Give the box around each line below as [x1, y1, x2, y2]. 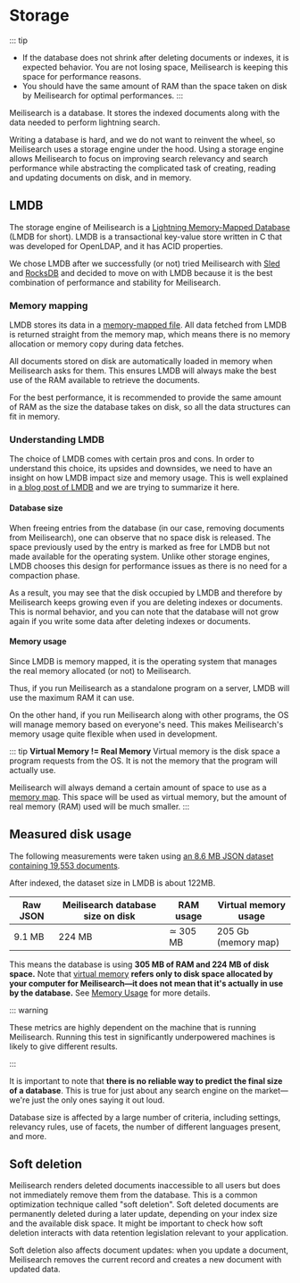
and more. [9, 1130, 47, 1141]
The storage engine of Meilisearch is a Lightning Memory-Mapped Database [9, 221, 290, 232]
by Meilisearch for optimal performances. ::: [21, 90, 184, 101]
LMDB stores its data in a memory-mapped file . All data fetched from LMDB [9, 320, 287, 330]
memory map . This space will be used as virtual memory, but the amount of [9, 791, 287, 802]
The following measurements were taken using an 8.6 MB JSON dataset [9, 850, 274, 862]
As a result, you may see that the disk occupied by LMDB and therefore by [9, 587, 283, 598]
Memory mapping [9, 299, 88, 312]
